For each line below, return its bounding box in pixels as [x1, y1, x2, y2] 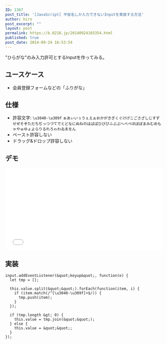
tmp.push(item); [18, 295, 52, 300]
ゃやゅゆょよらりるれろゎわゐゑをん [12, 127, 76, 132]
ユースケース [5, 71, 44, 79]
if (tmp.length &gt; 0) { [9, 312, 64, 317]
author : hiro [5, 17, 32, 22]
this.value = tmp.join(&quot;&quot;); [14, 317, 95, 322]
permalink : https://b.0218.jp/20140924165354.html [5, 31, 113, 36]
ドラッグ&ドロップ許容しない [12, 138, 72, 144]
